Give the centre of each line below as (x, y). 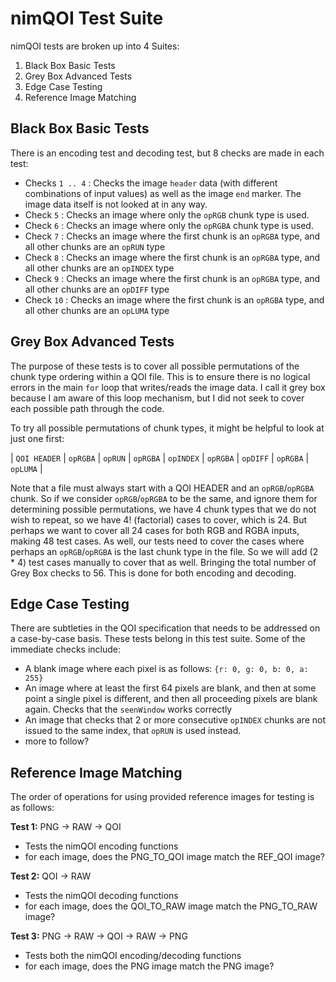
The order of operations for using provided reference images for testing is (162, 797)
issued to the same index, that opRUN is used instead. (133, 731)
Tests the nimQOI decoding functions (101, 896)
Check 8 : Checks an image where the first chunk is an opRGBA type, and (172, 257)
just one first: (37, 438)
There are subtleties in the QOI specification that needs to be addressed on (165, 628)
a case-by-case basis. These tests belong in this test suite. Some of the (158, 639)
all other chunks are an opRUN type (95, 246)
